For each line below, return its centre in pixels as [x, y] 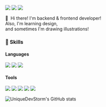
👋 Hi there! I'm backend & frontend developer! [53, 18]
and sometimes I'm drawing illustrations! [47, 29]
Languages [17, 54]
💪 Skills [14, 42]
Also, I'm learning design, [31, 23]
